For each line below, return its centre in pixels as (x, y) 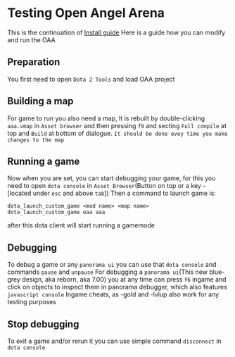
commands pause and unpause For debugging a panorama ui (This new (107, 272)
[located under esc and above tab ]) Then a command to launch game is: (112, 193)
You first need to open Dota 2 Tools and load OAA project (91, 79)
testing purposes (32, 302)
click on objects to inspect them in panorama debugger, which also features (117, 287)
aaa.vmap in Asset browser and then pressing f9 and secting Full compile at (117, 125)
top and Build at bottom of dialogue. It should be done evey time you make (118, 133)
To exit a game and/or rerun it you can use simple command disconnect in (114, 341)
